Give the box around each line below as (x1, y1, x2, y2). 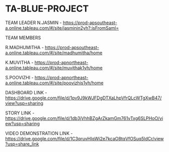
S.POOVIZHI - (5, 74, 34, 80)
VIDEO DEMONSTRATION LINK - (5, 130, 73, 136)
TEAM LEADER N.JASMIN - (5, 20, 62, 26)
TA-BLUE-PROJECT (5, 3, 89, 15)
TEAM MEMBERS (5, 35, 41, 41)
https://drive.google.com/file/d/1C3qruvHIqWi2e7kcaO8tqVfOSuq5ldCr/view (5, 135, 164, 141)
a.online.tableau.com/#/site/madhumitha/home (5, 50, 103, 56)
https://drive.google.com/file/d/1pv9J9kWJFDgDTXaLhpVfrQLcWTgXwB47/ (5, 95, 162, 101)
